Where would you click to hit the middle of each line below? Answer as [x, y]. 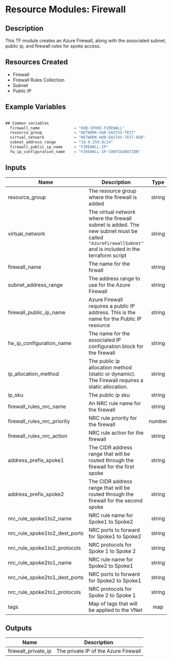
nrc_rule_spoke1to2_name [40, 518]
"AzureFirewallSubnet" [116, 243]
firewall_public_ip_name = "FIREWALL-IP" [59, 147]
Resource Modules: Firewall [66, 9]
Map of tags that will [113, 604]
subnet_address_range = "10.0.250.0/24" [62, 142]
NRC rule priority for [113, 418]
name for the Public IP [115, 318]
